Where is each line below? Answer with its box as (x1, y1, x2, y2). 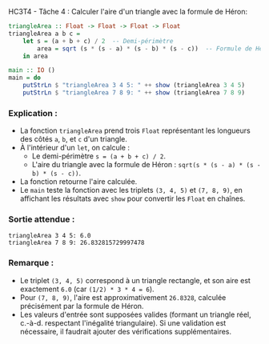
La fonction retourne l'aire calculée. (19, 177, 138, 186)
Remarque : (8, 258, 54, 269)
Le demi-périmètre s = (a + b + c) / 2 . (31, 151, 167, 161)
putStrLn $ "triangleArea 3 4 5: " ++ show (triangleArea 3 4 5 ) (22, 82, 246, 90)
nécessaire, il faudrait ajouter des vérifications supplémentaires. (19, 326, 232, 336)
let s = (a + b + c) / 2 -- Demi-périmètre (22, 37, 174, 45)
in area (22, 52, 48, 60)
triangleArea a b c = (8, 30, 81, 38)
